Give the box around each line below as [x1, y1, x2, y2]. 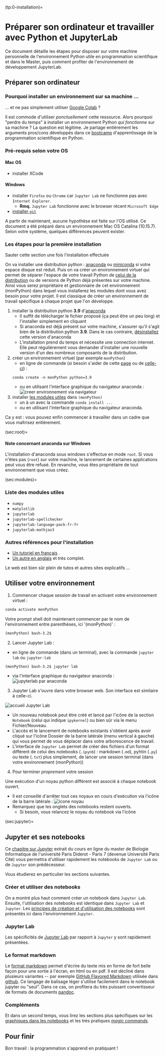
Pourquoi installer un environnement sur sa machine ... [5, 93, 139, 100]
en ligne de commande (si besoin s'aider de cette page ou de [19, 360, 144, 366]
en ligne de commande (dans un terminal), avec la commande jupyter [12, 649, 154, 655]
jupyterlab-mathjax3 [12, 527, 55, 532]
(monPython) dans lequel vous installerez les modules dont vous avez [5, 288, 146, 294]
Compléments [5, 1002, 40, 1009]
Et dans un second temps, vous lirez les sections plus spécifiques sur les [5, 1013, 153, 1018]
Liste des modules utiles [5, 489, 65, 496]
